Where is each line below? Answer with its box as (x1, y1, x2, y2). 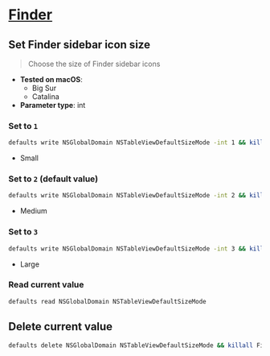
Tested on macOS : (19, 75, 83, 84)
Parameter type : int (19, 101, 86, 110)
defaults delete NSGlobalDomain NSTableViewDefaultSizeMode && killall (8, 341, 253, 350)
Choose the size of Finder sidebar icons (27, 59, 161, 68)
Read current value (8, 279, 84, 291)
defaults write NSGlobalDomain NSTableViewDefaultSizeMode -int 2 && (8, 192, 247, 200)
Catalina (31, 92, 60, 101)
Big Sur (31, 83, 57, 93)
